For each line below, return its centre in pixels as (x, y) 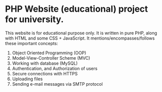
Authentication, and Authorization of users (55, 68)
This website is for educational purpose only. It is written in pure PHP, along (81, 33)
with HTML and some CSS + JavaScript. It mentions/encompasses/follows (80, 38)
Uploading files (27, 79)
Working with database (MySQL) (45, 63)
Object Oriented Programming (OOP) (49, 53)
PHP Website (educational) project (77, 9)
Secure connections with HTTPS (45, 73)
